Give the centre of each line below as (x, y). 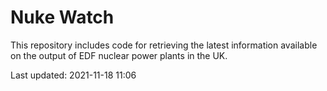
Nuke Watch (62, 17)
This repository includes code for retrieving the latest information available (164, 45)
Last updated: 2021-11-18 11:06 (73, 75)
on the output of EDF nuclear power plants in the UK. (119, 55)
